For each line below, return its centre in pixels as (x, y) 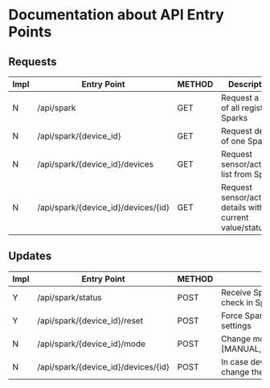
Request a (240, 98)
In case (235, 361)
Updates (30, 256)
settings (236, 325)
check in (237, 302)
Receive (236, 292)
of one (233, 141)
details (233, 207)
